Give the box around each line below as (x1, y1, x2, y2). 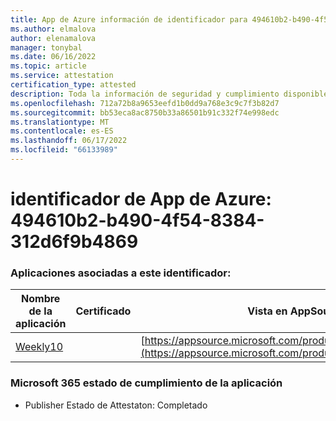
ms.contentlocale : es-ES (10, 126, 114, 136)
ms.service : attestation (10, 71, 114, 81)
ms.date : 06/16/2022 (10, 52, 97, 62)
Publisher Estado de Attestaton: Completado (24, 399, 208, 411)
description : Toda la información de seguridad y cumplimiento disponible (10, 89, 329, 99)
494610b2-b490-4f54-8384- (10, 209, 265, 232)
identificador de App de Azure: (10, 188, 272, 211)
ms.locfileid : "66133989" (10, 145, 118, 155)
